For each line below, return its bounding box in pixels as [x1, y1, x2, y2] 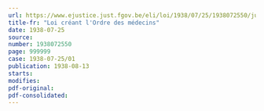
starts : [8, 70, 34, 77]
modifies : [8, 77, 41, 84]
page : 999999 [8, 48, 51, 55]
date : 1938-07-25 [8, 26, 65, 34]
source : [8, 33, 34, 41]
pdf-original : [8, 84, 55, 92]
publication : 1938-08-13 [8, 63, 90, 70]
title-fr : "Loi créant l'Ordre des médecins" [8, 19, 159, 27]
